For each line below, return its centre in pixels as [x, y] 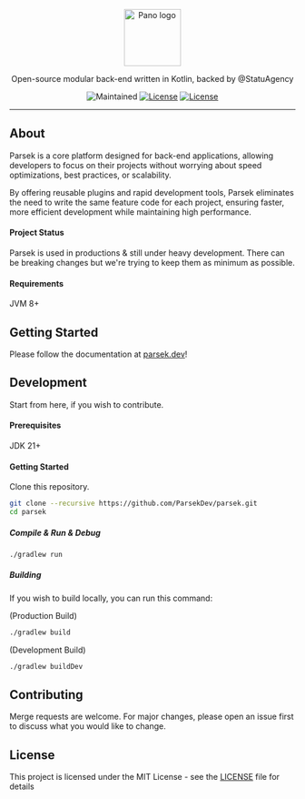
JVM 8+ [25, 304]
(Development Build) [48, 650]
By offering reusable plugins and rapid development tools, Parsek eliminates [152, 192]
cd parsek [28, 512]
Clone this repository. [49, 487]
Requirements [37, 283]
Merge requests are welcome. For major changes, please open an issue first [152, 717]
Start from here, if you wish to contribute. [87, 404]
